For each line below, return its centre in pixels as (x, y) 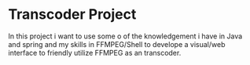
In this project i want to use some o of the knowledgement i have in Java (125, 36)
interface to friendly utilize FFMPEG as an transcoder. (95, 52)
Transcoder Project (72, 14)
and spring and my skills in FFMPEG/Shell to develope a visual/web (117, 44)
